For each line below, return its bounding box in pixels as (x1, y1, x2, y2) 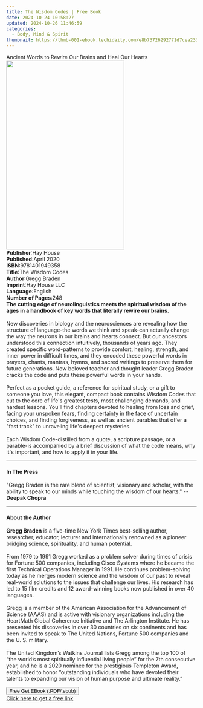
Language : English (6, 288, 52, 295)
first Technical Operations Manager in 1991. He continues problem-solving (6, 566, 191, 573)
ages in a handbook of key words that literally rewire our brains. (6, 307, 169, 314)
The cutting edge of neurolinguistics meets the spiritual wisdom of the (6, 301, 187, 307)
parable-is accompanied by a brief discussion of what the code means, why (6, 442, 196, 449)
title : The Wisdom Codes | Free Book (6, 8, 101, 15)
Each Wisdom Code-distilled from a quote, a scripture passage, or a (6, 436, 176, 442)
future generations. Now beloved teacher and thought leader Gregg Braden (6, 365, 194, 372)
